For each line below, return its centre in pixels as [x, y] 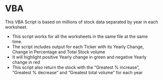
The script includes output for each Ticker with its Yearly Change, [78, 47]
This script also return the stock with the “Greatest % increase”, [76, 67]
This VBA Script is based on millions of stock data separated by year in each [81, 22]
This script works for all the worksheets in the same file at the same [80, 36]
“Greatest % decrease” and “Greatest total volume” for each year [77, 72]
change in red [26, 62]
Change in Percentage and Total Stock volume [59, 52]
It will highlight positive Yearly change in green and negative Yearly [79, 57]
